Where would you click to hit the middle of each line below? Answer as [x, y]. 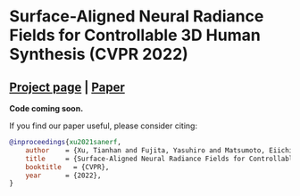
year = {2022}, [63, 176]
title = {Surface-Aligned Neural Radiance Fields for [135, 159]
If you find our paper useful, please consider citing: [104, 126]
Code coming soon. [46, 108]
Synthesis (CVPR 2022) [99, 54]
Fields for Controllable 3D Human [135, 35]
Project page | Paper [67, 87]
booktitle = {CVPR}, [67, 167]
